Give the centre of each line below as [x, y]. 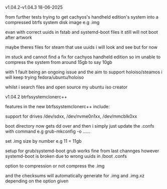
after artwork [19, 37]
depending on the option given [37, 181]
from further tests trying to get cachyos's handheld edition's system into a [82, 17]
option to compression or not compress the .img [55, 166]
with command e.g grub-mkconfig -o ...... [48, 131]
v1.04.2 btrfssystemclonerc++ [36, 97]
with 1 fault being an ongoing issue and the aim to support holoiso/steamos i [84, 72]
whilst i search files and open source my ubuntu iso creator [66, 87]
